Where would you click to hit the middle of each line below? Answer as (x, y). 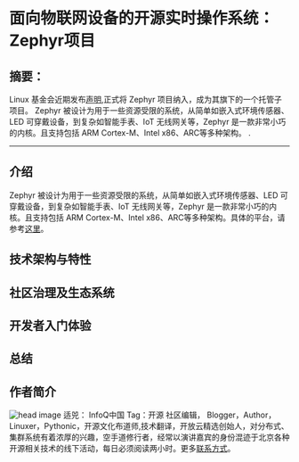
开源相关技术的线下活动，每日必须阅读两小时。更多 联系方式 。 (122, 449)
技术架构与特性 (50, 260)
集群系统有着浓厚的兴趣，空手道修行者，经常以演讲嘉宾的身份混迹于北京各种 (149, 437)
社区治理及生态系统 (62, 292)
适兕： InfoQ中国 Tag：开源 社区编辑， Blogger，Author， (170, 415)
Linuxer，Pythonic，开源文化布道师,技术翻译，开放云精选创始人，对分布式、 (149, 426)
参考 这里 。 (29, 228)
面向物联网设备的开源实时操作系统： (142, 18)
